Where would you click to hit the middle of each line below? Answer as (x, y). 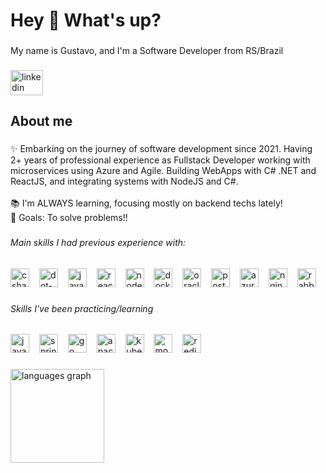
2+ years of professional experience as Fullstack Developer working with (160, 160)
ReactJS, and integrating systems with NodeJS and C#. (124, 181)
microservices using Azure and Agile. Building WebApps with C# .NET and (163, 171)
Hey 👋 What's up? (86, 20)
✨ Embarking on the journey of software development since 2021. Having (161, 149)
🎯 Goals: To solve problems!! (69, 218)
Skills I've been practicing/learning (82, 308)
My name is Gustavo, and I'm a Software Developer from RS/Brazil (147, 51)
